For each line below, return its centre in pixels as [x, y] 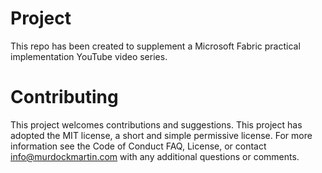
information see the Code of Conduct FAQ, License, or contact [138, 146]
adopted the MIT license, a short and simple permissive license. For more [161, 135]
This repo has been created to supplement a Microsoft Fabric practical [155, 46]
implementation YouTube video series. [89, 56]
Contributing [64, 97]
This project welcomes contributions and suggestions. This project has [156, 124]
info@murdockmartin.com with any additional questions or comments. [155, 156]
